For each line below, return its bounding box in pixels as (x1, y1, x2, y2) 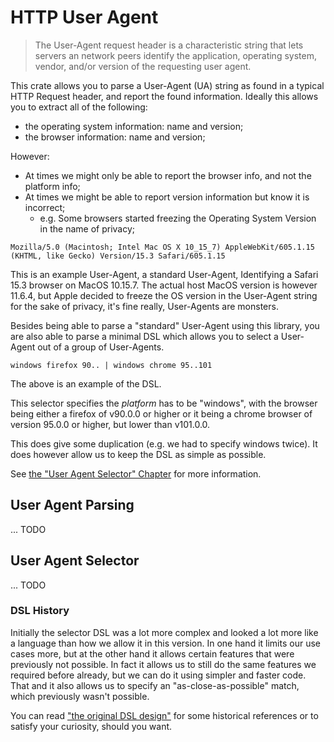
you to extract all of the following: (10, 101, 148, 113)
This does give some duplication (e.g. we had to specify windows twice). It (10, 437, 318, 450)
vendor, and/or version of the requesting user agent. (34, 60, 252, 72)
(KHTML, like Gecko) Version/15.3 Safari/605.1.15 (10, 251, 226, 261)
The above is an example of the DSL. (10, 377, 162, 390)
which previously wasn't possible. (10, 690, 150, 702)
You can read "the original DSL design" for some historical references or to (10, 709, 319, 721)
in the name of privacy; (39, 222, 136, 235)
